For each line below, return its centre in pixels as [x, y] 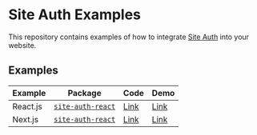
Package [84, 93]
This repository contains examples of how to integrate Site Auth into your [129, 37]
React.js [27, 106]
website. [22, 45]
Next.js [25, 119]
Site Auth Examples [75, 15]
